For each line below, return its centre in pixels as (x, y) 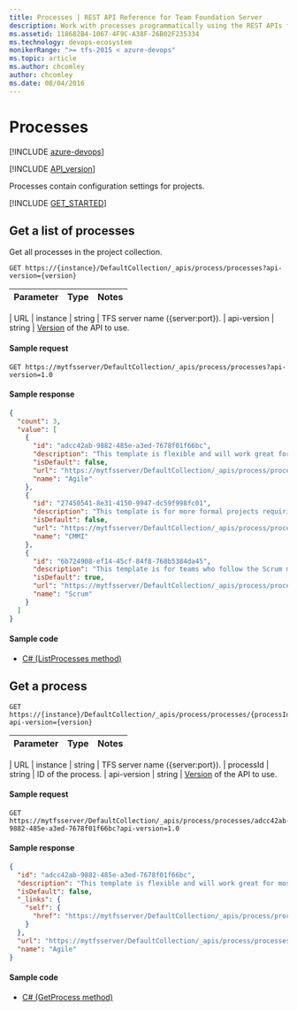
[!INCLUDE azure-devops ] (57, 151)
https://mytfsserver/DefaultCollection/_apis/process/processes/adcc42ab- (150, 821)
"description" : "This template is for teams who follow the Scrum (157, 569)
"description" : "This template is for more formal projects (145, 512)
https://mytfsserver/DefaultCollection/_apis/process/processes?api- (156, 367)
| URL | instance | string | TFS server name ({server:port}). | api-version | (142, 319)
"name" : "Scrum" (62, 594)
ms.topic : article (43, 58)
